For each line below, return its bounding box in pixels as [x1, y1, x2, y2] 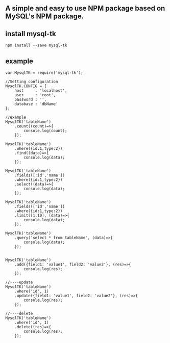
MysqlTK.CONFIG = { [5, 84, 47, 89]
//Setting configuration [5, 79, 58, 85]
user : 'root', [14, 93, 56, 98]
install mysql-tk [5, 29, 56, 38]
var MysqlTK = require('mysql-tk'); [5, 70, 83, 75]
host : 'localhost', [14, 88, 67, 93]
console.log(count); [23, 128, 67, 134]
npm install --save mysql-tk [5, 43, 67, 48]
